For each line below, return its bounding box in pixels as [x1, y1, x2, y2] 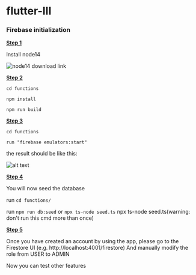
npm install [6, 96, 36, 103]
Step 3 [6, 117, 23, 124]
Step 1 [6, 39, 22, 46]
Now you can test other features [6, 262, 87, 270]
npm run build [6, 107, 42, 113]
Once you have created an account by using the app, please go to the [6, 238, 179, 245]
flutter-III [6, 4, 52, 18]
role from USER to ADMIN [6, 250, 70, 258]
